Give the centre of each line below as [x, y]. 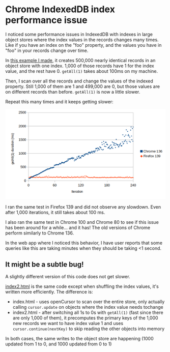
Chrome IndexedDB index [60, 9]
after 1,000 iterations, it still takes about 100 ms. [55, 213]
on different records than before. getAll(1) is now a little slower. [73, 92]
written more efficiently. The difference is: [49, 291]
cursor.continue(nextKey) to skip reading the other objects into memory [88, 329]
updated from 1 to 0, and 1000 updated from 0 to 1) [59, 344]
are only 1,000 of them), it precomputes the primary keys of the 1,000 [86, 318]
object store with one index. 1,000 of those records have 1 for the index [80, 66]
